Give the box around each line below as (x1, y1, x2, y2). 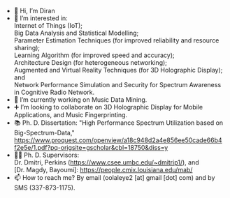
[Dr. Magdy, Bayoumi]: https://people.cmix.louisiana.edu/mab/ (13, 166, 193, 174)
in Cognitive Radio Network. (13, 88, 95, 96)
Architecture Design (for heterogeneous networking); (13, 59, 168, 66)
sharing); (13, 44, 41, 52)
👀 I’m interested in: (13, 14, 68, 22)
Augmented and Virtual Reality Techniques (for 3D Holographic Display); (13, 66, 223, 74)
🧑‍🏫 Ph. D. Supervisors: (13, 151, 79, 159)
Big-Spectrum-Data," (13, 129, 75, 137)
